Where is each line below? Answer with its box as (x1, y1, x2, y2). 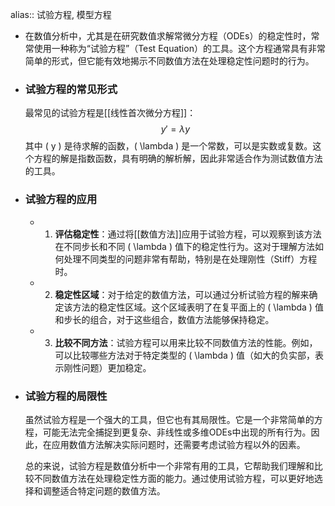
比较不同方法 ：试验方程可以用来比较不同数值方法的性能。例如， (54, 336, 318, 348)
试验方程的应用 (24, 193, 98, 207)
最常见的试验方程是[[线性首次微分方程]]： (24, 107, 197, 119)
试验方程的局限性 (24, 389, 108, 403)
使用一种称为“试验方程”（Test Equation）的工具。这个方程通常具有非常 (33, 43, 326, 54)
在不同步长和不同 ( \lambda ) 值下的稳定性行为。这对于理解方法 (54, 240, 315, 252)
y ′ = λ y (160, 123, 191, 135)
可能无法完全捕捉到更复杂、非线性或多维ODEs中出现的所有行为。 (42, 426, 312, 438)
